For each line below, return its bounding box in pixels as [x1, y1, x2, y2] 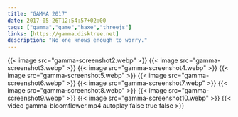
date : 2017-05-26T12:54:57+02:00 [7, 17, 107, 24]
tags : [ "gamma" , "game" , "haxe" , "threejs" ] [7, 23, 132, 30]
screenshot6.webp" [7, 79, 65, 87]
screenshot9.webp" [7, 94, 65, 103]
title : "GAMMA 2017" [7, 10, 69, 18]
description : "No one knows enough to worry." [7, 37, 148, 44]
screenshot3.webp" [7, 64, 65, 72]
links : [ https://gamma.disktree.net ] [7, 30, 119, 38]
